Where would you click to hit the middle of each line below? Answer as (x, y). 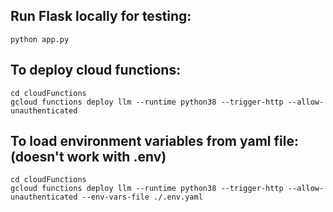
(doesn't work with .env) (88, 157)
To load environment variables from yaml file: (154, 141)
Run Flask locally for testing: (101, 16)
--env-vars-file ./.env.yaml (142, 197)
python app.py (40, 39)
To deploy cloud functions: (96, 70)
